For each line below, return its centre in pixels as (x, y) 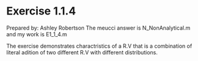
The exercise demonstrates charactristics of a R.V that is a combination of (99, 46)
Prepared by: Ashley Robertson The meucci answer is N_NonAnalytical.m (98, 28)
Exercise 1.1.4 (41, 11)
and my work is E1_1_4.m (37, 34)
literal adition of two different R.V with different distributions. (82, 52)
